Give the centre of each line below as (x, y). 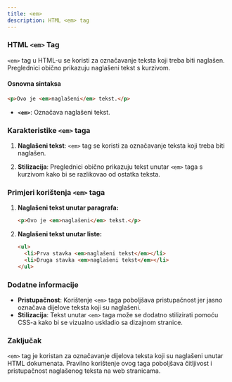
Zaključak (25, 340)
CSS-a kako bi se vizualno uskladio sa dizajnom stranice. (100, 323)
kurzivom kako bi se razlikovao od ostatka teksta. (89, 174)
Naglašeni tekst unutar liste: (60, 234)
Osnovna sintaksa (34, 84)
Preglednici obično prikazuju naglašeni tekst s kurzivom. (89, 68)
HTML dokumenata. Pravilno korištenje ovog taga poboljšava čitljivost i (110, 364)
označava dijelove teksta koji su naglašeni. (79, 307)
